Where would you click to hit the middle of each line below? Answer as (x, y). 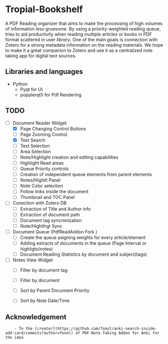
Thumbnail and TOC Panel (47, 197)
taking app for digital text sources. (41, 56)
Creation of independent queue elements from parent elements (86, 175)
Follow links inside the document (54, 192)
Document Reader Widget (39, 123)
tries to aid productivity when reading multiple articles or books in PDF (79, 34)
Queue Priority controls (45, 169)
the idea (14, 338)
